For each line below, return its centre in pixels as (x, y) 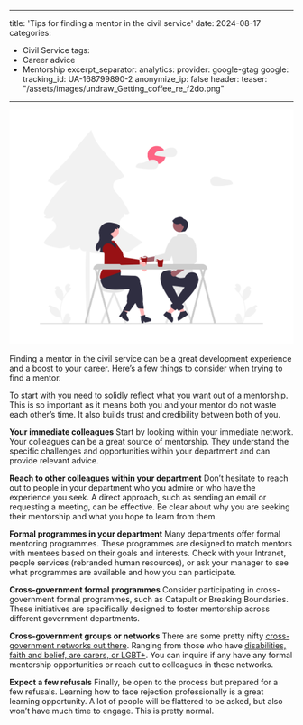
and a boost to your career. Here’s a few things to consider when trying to (146, 368)
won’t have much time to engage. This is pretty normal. (112, 711)
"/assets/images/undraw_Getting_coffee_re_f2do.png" (123, 88)
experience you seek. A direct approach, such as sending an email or (138, 497)
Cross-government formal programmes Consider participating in (132, 589)
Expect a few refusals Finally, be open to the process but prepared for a (144, 682)
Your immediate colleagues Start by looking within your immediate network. (151, 431)
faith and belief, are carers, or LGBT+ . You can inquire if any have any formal (151, 655)
